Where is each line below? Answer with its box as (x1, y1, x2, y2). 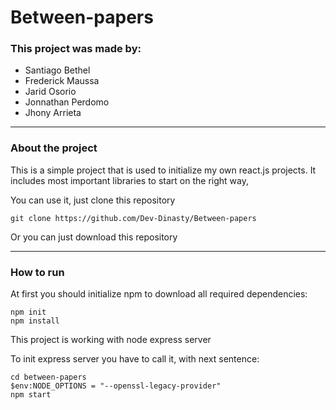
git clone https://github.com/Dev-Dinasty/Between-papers (10, 213, 257, 223)
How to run (10, 265, 65, 279)
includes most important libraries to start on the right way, (10, 174, 249, 186)
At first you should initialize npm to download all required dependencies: (10, 288, 308, 300)
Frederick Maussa (24, 75, 100, 87)
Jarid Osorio (24, 86, 77, 98)
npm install (10, 316, 60, 326)
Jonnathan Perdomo (24, 96, 110, 108)
